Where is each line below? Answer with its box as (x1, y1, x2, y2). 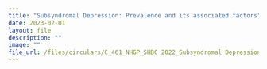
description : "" (8, 33, 62, 42)
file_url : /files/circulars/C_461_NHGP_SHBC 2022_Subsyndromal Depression (8, 48, 261, 56)
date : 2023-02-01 (8, 19, 66, 27)
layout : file (8, 26, 52, 34)
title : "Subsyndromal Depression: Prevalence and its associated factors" (8, 11, 261, 20)
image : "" (8, 41, 41, 49)
